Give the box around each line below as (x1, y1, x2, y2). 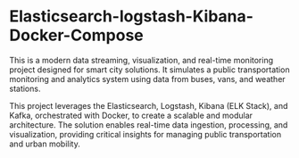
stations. (9, 83, 41, 94)
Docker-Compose (9, 25, 145, 46)
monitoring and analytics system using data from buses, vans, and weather (9, 73, 286, 84)
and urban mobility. (9, 138, 80, 149)
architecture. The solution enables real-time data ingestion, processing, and (9, 119, 288, 130)
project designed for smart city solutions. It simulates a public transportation (9, 64, 290, 75)
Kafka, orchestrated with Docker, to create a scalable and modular (9, 110, 253, 121)
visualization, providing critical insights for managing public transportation (9, 129, 282, 139)
